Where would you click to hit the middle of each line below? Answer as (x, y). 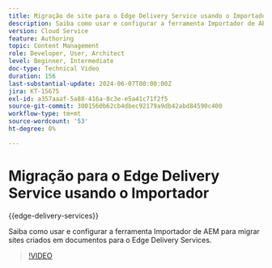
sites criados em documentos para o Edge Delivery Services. (110, 240)
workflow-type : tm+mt (45, 114)
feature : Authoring (41, 38)
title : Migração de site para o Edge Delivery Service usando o (119, 16)
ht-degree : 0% (32, 129)
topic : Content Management (54, 46)
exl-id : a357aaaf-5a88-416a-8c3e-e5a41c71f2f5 (88, 99)
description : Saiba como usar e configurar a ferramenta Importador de (132, 23)
